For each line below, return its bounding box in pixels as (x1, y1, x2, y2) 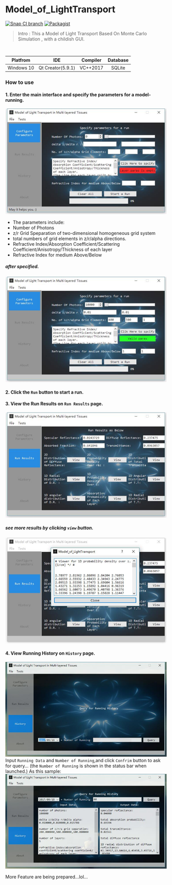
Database (107, 57, 129, 63)
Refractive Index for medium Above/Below (12, 252, 102, 258)
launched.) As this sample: (5, 768, 61, 774)
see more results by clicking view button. (5, 525, 94, 531)
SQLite (111, 64, 125, 71)
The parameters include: (12, 219, 65, 225)
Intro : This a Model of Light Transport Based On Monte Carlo (17, 30, 147, 36)
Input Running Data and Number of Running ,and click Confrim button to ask (5, 757, 161, 763)
